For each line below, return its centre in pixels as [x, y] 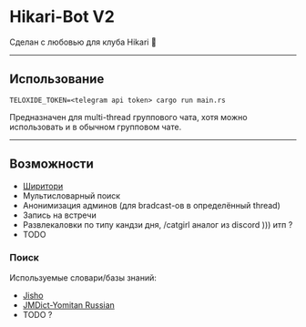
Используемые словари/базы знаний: [83, 277]
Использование [57, 79]
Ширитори [43, 186]
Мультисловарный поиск [71, 195]
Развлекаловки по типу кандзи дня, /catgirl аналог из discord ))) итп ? [158, 224]
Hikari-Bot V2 [62, 17]
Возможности [51, 164]
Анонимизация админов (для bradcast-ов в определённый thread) [151, 205]
